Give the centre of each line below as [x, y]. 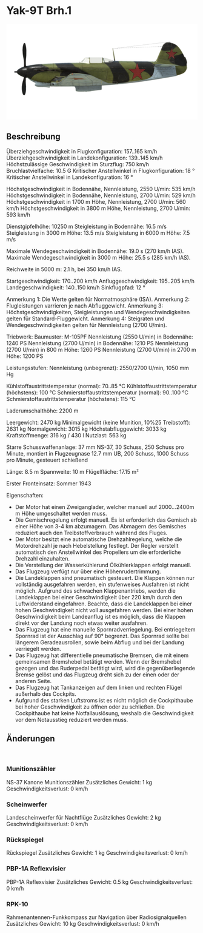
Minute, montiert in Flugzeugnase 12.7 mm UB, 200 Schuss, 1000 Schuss [98, 453]
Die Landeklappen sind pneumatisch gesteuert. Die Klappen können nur [105, 578]
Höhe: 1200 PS [25, 356]
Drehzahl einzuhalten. [42, 558]
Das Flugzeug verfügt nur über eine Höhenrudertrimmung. [88, 571]
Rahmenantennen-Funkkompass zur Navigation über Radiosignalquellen [96, 917]
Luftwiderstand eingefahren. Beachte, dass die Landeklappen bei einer [104, 604]
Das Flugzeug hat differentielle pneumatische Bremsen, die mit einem [102, 655]
